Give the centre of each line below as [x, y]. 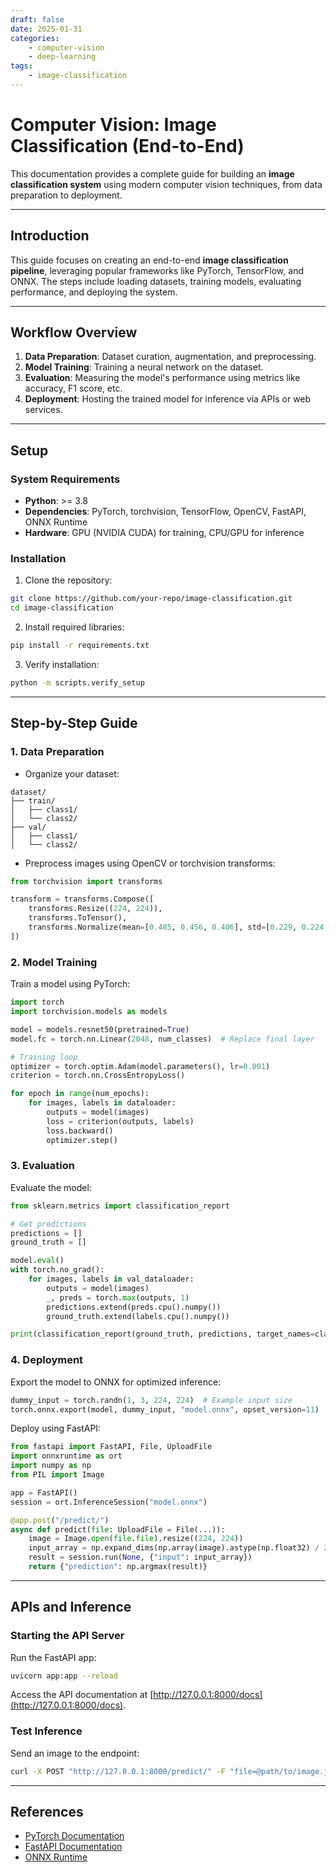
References [47, 1812]
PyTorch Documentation [74, 1836]
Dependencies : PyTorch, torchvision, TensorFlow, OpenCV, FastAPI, [165, 512]
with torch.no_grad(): [57, 1270]
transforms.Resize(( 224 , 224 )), [95, 909]
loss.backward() [80, 1131]
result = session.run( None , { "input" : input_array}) [140, 1557]
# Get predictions [48, 1224]
